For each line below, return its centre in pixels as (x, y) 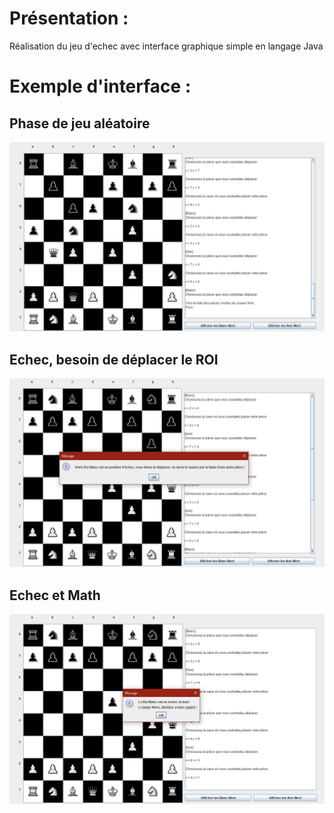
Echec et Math (55, 595)
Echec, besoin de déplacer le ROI (114, 359)
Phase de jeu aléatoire (80, 123)
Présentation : (69, 18)
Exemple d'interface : (100, 86)
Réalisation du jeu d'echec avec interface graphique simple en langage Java (166, 46)
